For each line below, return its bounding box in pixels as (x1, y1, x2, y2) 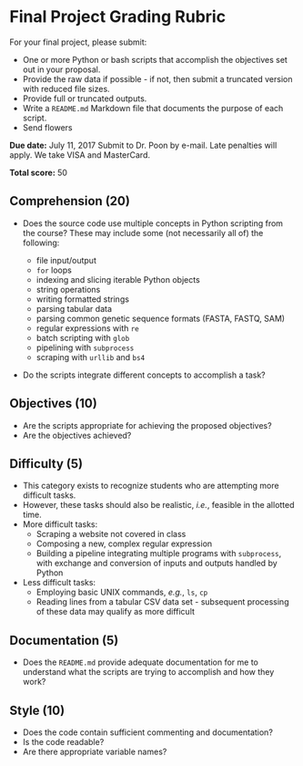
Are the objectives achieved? (22, 430, 132, 440)
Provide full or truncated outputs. (22, 93, 147, 104)
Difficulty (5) (9, 456, 84, 471)
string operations (35, 284, 101, 295)
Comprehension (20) (9, 193, 130, 209)
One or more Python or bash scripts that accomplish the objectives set (22, 54, 288, 65)
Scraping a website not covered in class (35, 529, 187, 540)
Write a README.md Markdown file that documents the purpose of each (22, 102, 284, 113)
